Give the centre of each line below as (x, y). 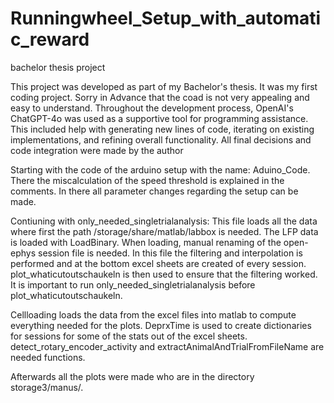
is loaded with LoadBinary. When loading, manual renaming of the (146, 242)
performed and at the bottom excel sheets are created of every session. (158, 263)
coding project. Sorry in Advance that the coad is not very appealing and (160, 97)
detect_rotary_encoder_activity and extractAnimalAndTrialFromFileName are (167, 346)
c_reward (50, 39)
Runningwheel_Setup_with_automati (166, 18)
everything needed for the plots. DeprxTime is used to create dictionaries (161, 325)
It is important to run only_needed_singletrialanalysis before (133, 284)
